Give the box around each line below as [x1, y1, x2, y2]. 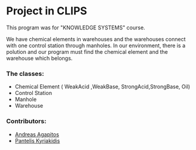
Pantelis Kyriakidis [14, 137, 60, 144]
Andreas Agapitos [14, 130, 60, 138]
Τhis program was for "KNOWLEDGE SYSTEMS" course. [6, 24, 145, 31]
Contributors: [6, 117, 47, 125]
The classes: [6, 69, 44, 78]
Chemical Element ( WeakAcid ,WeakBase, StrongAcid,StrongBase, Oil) [14, 83, 191, 90]
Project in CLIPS [6, 4, 88, 18]
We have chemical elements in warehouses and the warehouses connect [6, 35, 186, 42]
